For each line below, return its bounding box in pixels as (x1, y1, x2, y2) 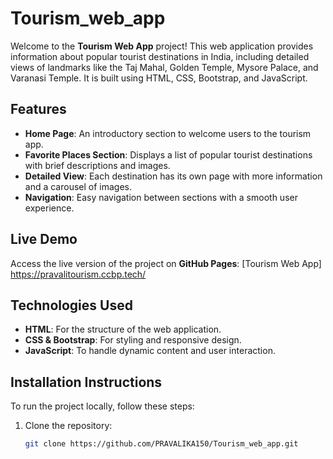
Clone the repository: (24, 420, 113, 432)
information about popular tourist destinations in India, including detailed (10, 50, 310, 62)
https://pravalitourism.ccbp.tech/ (10, 268, 147, 280)
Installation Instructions (10, 373, 163, 391)
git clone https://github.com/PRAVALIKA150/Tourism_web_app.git (24, 439, 299, 449)
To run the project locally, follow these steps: (10, 400, 195, 412)
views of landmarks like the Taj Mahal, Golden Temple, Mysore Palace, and (10, 61, 319, 73)
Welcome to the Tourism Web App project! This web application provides (10, 40, 314, 52)
